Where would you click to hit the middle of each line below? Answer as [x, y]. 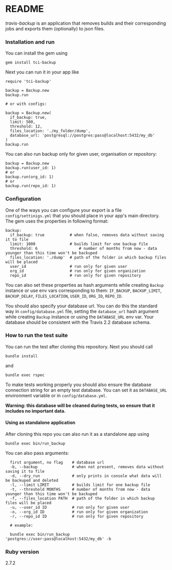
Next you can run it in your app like [42, 72]
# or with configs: [26, 104]
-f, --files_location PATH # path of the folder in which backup [82, 499]
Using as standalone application [40, 422]
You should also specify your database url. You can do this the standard [81, 306]
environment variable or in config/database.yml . [56, 395]
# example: [22, 526]
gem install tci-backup [31, 63]
